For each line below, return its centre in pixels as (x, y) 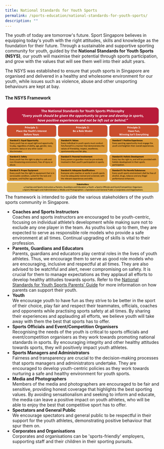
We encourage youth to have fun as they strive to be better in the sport (84, 301)
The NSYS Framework (28, 98)
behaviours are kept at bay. (33, 86)
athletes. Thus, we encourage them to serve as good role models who (83, 259)
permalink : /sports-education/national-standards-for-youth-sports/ (76, 15)
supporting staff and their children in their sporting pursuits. (72, 442)
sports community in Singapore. (37, 202)
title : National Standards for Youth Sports (51, 10)
